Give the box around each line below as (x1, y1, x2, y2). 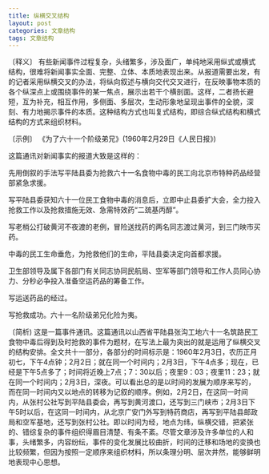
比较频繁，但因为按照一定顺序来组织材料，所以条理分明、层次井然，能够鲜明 (8, 448, 261, 457)
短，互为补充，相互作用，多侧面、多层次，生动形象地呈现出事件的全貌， (8, 97, 247, 106)
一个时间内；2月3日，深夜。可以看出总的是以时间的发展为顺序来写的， (22, 377, 256, 387)
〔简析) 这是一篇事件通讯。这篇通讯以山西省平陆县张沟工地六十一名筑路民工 (8, 327, 259, 337)
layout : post (8, 19, 52, 27)
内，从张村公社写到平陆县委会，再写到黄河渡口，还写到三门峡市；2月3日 (8, 397, 249, 407)
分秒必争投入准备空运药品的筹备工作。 (22, 276, 149, 286)
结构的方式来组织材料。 (8, 117, 86, 127)
